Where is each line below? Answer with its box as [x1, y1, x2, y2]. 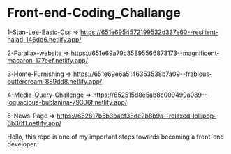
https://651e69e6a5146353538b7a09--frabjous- [73, 70, 213, 78]
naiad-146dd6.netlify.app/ [7, 35, 82, 43]
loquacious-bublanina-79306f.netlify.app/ [7, 98, 128, 106]
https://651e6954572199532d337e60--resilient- [80, 28, 218, 36]
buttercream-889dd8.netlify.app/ [7, 77, 103, 85]
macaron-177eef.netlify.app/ [7, 56, 89, 64]
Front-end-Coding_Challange [7, 5, 181, 21]
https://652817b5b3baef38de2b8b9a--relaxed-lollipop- [57, 111, 217, 120]
